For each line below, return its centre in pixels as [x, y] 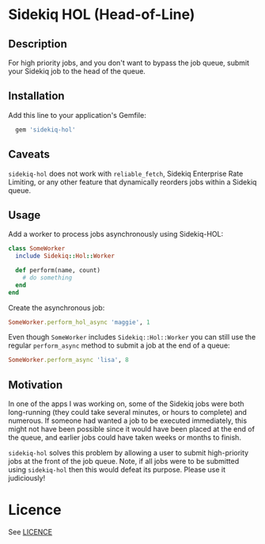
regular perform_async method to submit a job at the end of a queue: [119, 345]
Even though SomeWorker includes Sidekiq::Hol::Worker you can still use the [132, 337]
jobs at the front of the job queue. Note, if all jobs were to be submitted [124, 462]
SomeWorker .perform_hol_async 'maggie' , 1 [79, 322]
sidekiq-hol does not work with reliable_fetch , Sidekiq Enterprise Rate [126, 173]
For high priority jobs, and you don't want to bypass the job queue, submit [129, 63]
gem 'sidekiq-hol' [46, 129]
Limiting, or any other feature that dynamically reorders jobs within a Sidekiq [132, 182]
